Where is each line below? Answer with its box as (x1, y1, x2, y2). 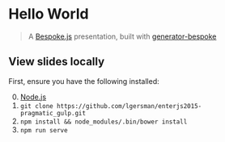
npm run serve (19, 126, 68, 134)
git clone (19, 102, 54, 110)
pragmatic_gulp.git (19, 109, 87, 117)
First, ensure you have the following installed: (8, 76, 159, 86)
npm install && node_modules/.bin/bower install (19, 118, 188, 126)
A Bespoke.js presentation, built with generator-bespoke (28, 31, 217, 41)
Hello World (8, 5, 89, 23)
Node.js (19, 92, 47, 102)
